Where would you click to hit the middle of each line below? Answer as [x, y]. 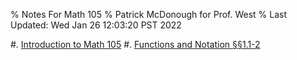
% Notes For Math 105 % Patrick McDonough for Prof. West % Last [149, 14]
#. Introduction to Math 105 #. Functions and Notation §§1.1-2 [135, 44]
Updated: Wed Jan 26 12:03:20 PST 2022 [96, 25]
